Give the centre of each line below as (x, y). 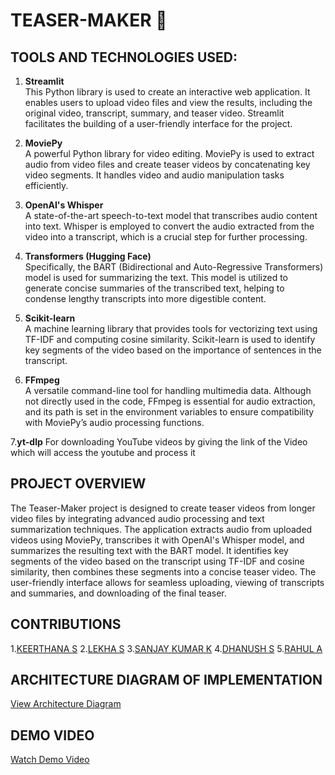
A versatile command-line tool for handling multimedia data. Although (168, 390)
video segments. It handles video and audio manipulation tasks (154, 175)
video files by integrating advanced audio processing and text (137, 518)
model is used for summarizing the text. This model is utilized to (156, 277)
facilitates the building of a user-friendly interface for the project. (158, 123)
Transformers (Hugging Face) (88, 256)
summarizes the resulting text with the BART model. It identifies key (149, 550)
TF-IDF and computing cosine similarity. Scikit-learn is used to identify (170, 339)
